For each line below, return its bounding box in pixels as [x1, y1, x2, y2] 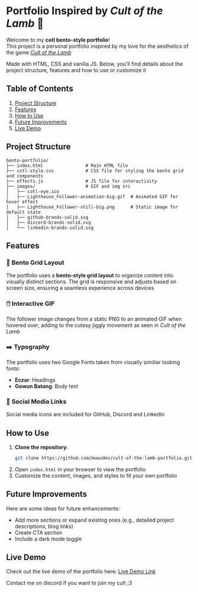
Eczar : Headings [14, 376, 56, 383]
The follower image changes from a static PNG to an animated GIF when [6, 315, 182, 322]
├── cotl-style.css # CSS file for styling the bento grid [6, 167, 184, 174]
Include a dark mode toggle [14, 535, 82, 542]
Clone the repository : [14, 444, 69, 451]
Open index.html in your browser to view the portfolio [14, 465, 146, 473]
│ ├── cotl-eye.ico [6, 188, 60, 195]
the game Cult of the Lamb [6, 48, 72, 56]
